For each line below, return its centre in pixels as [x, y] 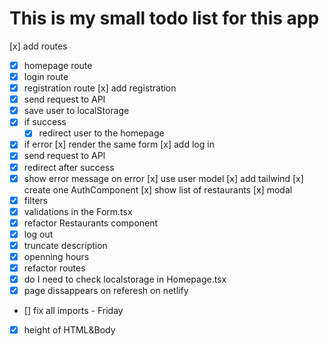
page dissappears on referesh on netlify [106, 291]
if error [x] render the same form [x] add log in [119, 144]
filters [36, 200]
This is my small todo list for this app [164, 18]
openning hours [56, 256]
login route [46, 76]
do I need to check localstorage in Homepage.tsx [125, 279]
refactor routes [54, 268]
